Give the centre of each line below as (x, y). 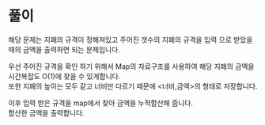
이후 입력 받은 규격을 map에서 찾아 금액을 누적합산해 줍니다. (101, 103)
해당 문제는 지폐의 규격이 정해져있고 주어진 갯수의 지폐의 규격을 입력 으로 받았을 (131, 40)
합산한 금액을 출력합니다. (46, 112)
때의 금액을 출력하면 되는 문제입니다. (64, 49)
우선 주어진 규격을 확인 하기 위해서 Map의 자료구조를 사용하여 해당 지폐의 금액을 (131, 66)
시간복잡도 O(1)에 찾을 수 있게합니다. (64, 76)
